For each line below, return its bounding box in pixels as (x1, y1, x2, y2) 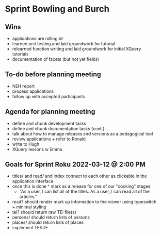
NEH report (12, 83, 35, 89)
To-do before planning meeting (5, 70, 101, 79)
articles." (19, 194, 37, 200)
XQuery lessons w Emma (12, 146, 62, 152)
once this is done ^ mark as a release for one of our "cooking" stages (12, 184, 151, 189)
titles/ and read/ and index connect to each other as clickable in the (12, 173, 147, 179)
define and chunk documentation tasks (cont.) (12, 125, 105, 132)
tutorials (12, 51, 29, 57)
